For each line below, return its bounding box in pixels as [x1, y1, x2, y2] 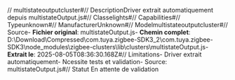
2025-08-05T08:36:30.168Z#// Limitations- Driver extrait [36, 50, 202, 58]
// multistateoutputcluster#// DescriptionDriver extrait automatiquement [7, 6, 214, 14]
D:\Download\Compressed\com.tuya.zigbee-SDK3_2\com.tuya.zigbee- [7, 35, 213, 44]
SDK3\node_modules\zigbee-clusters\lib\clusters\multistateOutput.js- [7, 43, 209, 51]
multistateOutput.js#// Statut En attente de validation [7, 65, 159, 73]
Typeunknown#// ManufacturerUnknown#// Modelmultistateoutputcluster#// [7, 21, 228, 29]
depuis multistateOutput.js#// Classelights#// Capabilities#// [7, 13, 181, 22]
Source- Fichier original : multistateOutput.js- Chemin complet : [7, 28, 191, 36]
